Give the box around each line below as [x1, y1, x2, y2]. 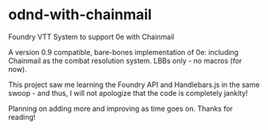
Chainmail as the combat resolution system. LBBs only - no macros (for [8, 56, 242, 65]
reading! [8, 112, 36, 121]
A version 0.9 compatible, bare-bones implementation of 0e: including [8, 47, 239, 57]
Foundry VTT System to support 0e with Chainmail [8, 32, 175, 41]
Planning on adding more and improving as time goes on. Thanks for [8, 104, 234, 113]
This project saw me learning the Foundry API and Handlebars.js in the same [8, 80, 260, 89]
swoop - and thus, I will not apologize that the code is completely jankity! [8, 88, 249, 97]
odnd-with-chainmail [8, 6, 152, 24]
